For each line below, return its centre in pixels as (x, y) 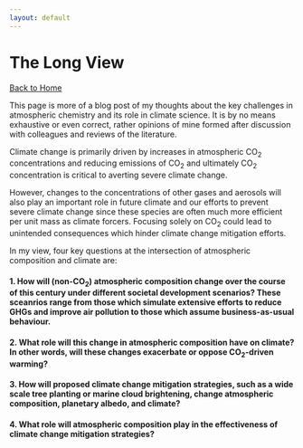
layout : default (40, 18)
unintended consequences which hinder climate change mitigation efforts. (148, 233)
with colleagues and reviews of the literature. (93, 134)
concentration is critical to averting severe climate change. (118, 175)
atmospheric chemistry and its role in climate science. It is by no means (142, 115)
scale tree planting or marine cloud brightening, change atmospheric (142, 394)
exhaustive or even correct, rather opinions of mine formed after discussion (150, 124)
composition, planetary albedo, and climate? (95, 404)
